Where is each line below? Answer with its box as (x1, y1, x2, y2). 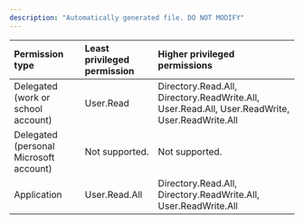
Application (14, 188, 62, 201)
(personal (14, 139, 55, 152)
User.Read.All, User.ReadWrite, (157, 102, 290, 115)
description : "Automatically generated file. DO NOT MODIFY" (9, 13, 245, 23)
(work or (14, 91, 51, 104)
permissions (157, 59, 213, 71)
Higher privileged (157, 47, 235, 60)
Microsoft (14, 151, 55, 163)
